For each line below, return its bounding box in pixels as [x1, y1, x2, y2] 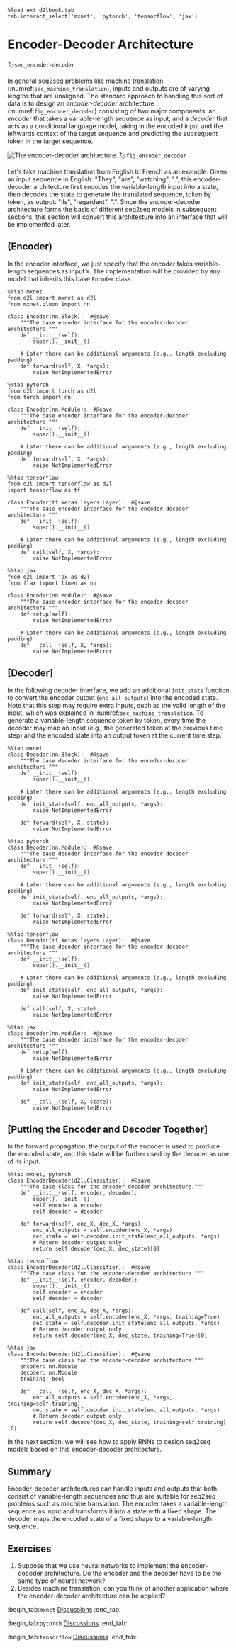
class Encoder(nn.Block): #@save [7, 312, 110, 320]
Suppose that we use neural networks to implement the [17, 1562, 179, 1569]
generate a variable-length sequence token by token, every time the [7, 716, 206, 724]
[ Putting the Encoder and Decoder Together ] [7, 1123, 208, 1135]
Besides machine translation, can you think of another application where [17, 1584, 229, 1592]
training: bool [20, 1375, 65, 1383]
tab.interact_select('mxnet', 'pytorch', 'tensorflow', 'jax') [7, 13, 198, 20]
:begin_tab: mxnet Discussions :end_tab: [7, 1605, 122, 1613]
